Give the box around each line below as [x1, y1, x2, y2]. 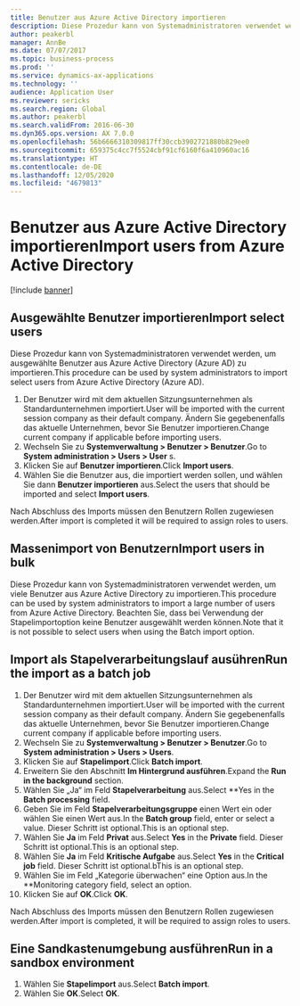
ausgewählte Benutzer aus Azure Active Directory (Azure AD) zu [10, 358, 247, 368]
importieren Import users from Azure [10, 236, 285, 257]
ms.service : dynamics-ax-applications [10, 71, 154, 80]
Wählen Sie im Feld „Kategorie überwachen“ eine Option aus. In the [22, 870, 268, 880]
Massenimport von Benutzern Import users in [10, 541, 265, 557]
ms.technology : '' [10, 79, 78, 88]
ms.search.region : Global [10, 104, 106, 113]
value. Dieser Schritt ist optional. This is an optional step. [22, 822, 230, 833]
